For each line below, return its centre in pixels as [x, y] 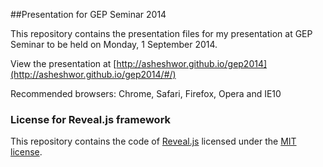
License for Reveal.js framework [91, 119]
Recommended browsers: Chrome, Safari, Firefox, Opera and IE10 [146, 93]
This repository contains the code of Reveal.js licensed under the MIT [153, 141]
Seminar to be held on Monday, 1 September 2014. [114, 44]
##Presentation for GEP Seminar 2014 [88, 14]
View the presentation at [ [63, 63]
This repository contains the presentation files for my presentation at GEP [161, 33]
